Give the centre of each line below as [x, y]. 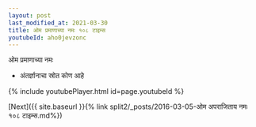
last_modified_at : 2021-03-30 [58, 23]
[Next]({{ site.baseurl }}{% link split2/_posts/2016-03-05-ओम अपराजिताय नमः [128, 106]
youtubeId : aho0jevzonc [48, 37]
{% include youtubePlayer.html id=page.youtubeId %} [96, 92]
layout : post [30, 15]
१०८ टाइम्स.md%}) [35, 116]
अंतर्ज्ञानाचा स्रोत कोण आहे [52, 76]
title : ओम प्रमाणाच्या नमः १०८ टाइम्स [57, 30]
